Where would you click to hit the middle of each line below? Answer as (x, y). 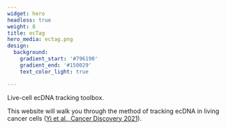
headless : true (29, 20)
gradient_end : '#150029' (56, 65)
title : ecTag (26, 33)
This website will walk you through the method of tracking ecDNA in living (113, 111)
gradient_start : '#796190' (59, 59)
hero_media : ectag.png (40, 40)
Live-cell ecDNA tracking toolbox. (56, 97)
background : (31, 53)
